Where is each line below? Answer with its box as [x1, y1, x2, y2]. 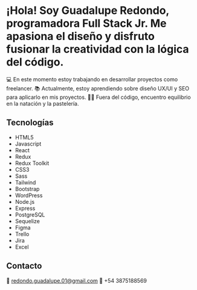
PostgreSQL [15, 211, 45, 218]
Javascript [15, 140, 42, 147]
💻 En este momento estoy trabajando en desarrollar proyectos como [6, 75, 178, 83]
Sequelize [15, 217, 40, 224]
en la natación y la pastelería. [6, 99, 80, 107]
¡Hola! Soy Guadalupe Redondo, [6, 4, 169, 18]
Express [15, 204, 36, 212]
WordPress [15, 192, 43, 199]
